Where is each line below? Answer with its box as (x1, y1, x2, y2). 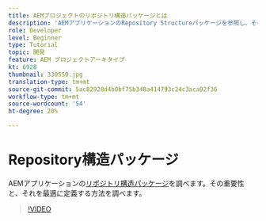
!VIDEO (27, 204, 51, 214)
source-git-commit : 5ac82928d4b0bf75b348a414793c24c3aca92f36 (8, 85, 218, 93)
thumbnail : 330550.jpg (8, 70, 83, 78)
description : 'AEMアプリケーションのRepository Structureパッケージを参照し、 (8, 19, 252, 27)
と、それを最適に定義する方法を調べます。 (8, 188, 146, 198)
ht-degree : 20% (8, 108, 59, 116)
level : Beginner (8, 33, 62, 42)
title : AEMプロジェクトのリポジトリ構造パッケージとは (8, 11, 168, 20)
